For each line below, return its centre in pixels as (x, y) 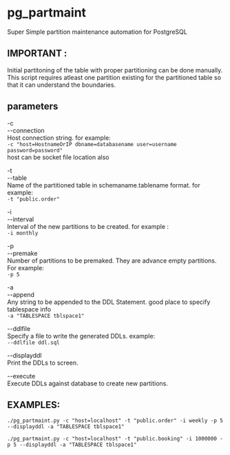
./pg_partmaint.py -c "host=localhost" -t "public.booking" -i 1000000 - (115, 439)
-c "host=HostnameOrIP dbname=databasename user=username (92, 144)
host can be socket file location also (58, 157)
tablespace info (29, 309)
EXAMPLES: (34, 405)
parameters (33, 107)
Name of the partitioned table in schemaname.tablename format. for (104, 185)
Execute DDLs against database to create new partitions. (88, 383)
